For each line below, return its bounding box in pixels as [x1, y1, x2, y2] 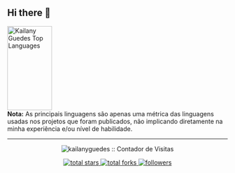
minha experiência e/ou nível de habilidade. [7, 124, 133, 133]
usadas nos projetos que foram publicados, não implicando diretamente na [7, 117, 223, 125]
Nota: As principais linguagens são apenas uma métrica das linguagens [7, 109, 215, 118]
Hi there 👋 [7, 7, 51, 19]
